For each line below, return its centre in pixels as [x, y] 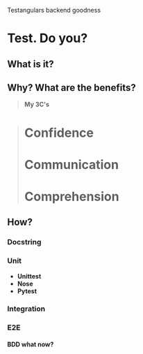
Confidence [59, 133]
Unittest [29, 276]
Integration [26, 309]
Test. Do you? [48, 38]
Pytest [27, 291]
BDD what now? [31, 344]
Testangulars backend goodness [54, 10]
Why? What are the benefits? [72, 88]
